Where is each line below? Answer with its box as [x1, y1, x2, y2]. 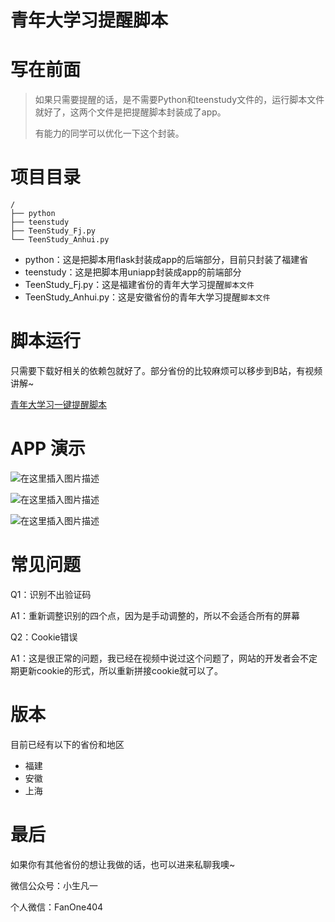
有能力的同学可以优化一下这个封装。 [34, 127, 185, 140]
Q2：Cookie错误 [10, 631, 78, 643]
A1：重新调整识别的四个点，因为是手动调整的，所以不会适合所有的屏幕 [10, 609, 300, 621]
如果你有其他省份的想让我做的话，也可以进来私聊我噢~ [10, 858, 236, 870]
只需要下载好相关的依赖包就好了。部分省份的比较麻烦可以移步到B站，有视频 [10, 365, 323, 376]
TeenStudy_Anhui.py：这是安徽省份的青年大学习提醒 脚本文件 [24, 291, 271, 303]
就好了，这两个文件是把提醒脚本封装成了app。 [34, 106, 227, 118]
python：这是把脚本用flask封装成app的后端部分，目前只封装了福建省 [24, 254, 309, 266]
